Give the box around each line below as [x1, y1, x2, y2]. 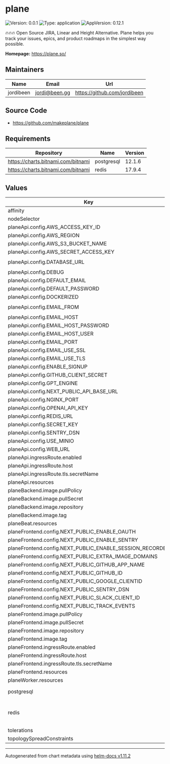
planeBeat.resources [8, 520, 57, 527]
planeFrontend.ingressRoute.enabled [8, 644, 96, 651]
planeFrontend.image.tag [8, 636, 67, 643]
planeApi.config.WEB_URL [8, 446, 70, 453]
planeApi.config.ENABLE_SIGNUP [8, 363, 88, 371]
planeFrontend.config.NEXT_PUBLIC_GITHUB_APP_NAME [8, 561, 145, 569]
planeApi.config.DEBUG [8, 269, 64, 276]
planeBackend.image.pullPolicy [8, 487, 82, 494]
